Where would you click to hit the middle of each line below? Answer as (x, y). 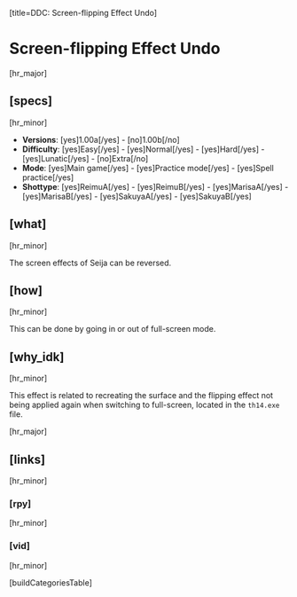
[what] (28, 224)
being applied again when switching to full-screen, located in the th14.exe (145, 405)
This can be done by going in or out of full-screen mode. (113, 329)
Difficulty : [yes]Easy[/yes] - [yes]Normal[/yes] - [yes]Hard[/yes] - (143, 149)
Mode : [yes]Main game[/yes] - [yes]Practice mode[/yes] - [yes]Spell (148, 168)
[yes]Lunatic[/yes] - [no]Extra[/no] (85, 158)
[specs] (31, 101)
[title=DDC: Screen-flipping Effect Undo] (83, 13)
